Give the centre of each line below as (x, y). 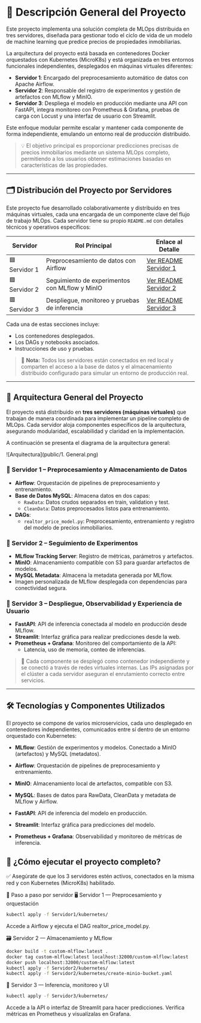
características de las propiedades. (64, 165)
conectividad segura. (41, 588)
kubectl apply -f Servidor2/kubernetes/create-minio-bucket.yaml (89, 974)
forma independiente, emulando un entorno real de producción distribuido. (98, 134)
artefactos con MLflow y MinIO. (54, 97)
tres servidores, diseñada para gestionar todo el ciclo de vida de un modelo (99, 35)
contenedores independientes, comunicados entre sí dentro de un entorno (98, 729)
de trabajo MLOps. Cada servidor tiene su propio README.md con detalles (95, 220)
